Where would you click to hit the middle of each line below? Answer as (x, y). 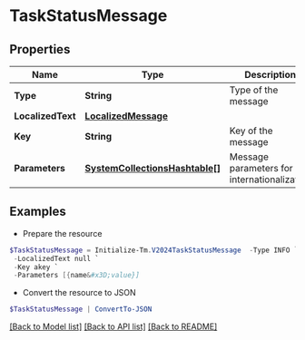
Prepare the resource (62, 233)
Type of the (254, 90)
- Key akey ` (36, 267)
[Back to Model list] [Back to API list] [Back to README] (113, 326)
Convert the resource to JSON (79, 293)
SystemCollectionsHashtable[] (152, 168)
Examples (38, 212)
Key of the (251, 131)
